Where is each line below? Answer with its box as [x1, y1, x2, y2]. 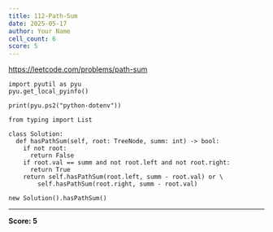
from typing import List [8, 116, 93, 125]
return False [29, 151, 75, 160]
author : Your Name [8, 27, 71, 35]
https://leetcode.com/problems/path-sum [8, 64, 148, 74]
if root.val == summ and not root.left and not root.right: [23, 159, 231, 167]
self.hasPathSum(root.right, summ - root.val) [37, 180, 198, 188]
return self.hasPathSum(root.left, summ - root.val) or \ [23, 173, 223, 182]
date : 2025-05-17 [8, 20, 67, 28]
